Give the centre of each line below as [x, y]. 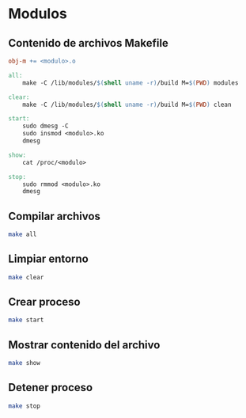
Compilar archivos [55, 216]
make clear [26, 277]
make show [25, 363]
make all [23, 234]
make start [26, 320]
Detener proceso [51, 388]
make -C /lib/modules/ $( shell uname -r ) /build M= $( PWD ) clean [127, 104]
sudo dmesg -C [45, 126]
